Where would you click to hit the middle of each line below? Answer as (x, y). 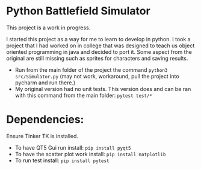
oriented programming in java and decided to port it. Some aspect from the (99, 51)
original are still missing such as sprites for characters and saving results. (97, 58)
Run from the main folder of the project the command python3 (91, 69)
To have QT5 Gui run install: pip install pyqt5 (73, 147)
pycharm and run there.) (45, 83)
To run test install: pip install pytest (62, 160)
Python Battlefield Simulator (78, 11)
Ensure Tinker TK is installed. (42, 136)
